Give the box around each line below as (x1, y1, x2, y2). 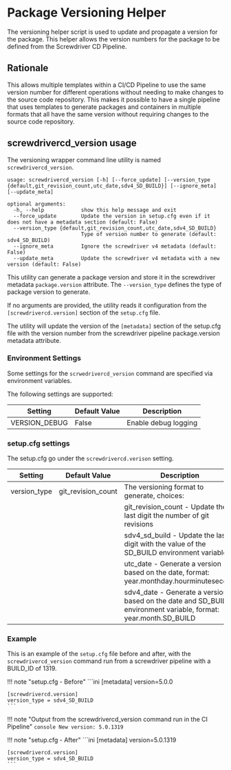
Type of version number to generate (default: (80, 230, 217, 237)
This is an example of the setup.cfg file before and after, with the (7, 650, 191, 658)
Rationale (7, 62, 49, 74)
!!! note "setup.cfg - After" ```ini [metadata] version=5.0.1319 (7, 736, 177, 744)
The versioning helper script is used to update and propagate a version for (7, 28, 218, 36)
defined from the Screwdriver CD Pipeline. (7, 42, 127, 50)
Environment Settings (7, 353, 81, 363)
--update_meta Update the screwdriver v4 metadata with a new (13, 255, 220, 261)
